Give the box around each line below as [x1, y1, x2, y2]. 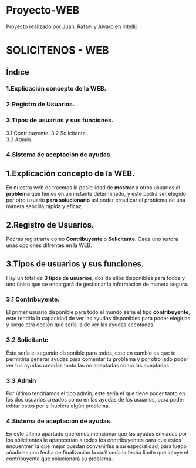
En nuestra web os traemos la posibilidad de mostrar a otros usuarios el [6, 184, 181, 191]
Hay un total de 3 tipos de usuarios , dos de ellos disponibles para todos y [6, 275, 185, 282]
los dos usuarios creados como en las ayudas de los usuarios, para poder [6, 396, 185, 403]
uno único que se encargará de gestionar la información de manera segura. [6, 280, 189, 288]
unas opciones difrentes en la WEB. [6, 242, 92, 249]
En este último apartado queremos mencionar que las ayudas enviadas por [6, 430, 187, 437]
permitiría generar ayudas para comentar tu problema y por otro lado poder [6, 355, 189, 362]
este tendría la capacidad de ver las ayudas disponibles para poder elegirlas [6, 315, 191, 322]
